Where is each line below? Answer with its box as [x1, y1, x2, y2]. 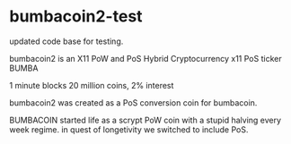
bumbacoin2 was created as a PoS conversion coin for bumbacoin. [9, 97, 258, 108]
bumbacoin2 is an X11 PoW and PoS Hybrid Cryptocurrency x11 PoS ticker [9, 53, 282, 64]
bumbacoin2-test [9, 6, 143, 27]
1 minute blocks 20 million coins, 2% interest [9, 80, 174, 90]
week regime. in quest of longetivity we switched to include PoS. [9, 123, 249, 135]
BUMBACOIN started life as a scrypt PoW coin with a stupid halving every [9, 114, 281, 125]
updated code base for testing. [9, 36, 124, 47]
